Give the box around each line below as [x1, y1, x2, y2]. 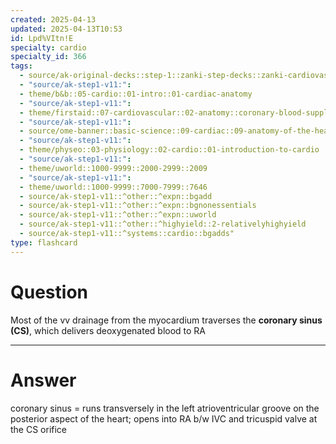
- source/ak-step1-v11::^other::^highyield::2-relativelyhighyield [19, 219, 307, 230]
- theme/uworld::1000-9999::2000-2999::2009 [19, 163, 208, 173]
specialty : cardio [10, 42, 87, 53]
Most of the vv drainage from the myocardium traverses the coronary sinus [10, 314, 323, 326]
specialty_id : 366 [10, 52, 87, 62]
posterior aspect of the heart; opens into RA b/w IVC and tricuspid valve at [10, 412, 318, 425]
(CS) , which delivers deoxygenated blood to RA [10, 324, 207, 336]
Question [10, 281, 88, 303]
